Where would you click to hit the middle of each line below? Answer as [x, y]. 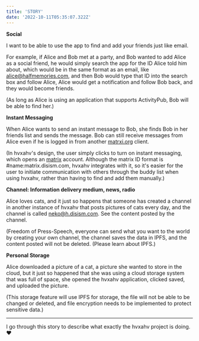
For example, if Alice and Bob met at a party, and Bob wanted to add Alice [96, 57]
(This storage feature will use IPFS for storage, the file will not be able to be [98, 297]
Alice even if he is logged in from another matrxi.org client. [78, 141]
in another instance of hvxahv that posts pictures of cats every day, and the [98, 207]
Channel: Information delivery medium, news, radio [71, 189]
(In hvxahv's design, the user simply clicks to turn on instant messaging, [94, 153]
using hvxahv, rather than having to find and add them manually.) [85, 178]
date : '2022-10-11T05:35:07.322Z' [49, 17]
